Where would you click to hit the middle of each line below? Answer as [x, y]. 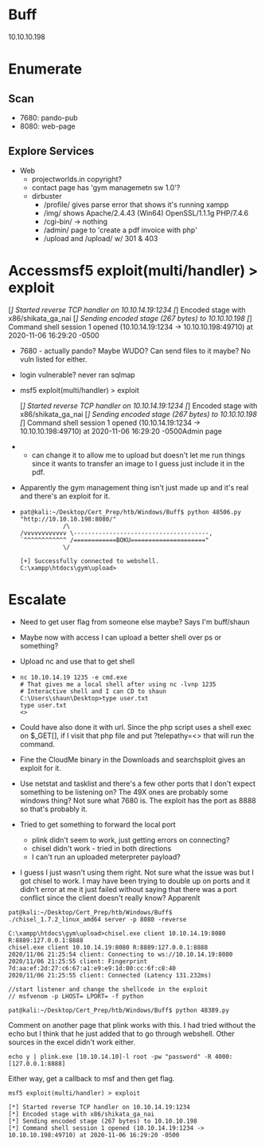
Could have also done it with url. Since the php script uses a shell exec [136, 727]
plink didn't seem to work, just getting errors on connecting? [131, 839]
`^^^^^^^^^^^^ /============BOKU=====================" [114, 540]
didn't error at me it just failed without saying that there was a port [128, 889]
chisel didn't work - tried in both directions [101, 848]
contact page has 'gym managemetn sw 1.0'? [106, 187]
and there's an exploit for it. [65, 496]
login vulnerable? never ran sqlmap [77, 375]
